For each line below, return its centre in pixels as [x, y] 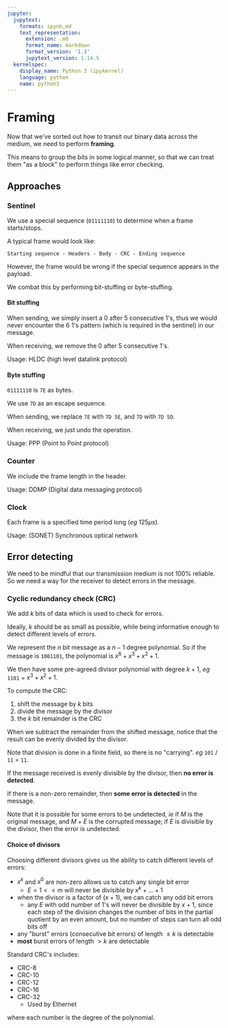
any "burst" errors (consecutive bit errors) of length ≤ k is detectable [115, 933]
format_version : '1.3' [58, 52]
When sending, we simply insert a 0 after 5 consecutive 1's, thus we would [112, 318]
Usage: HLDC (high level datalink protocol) [67, 359]
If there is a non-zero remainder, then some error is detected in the [102, 794]
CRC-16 [28, 990]
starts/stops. [25, 228]
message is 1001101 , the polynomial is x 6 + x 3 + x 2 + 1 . [83, 655]
